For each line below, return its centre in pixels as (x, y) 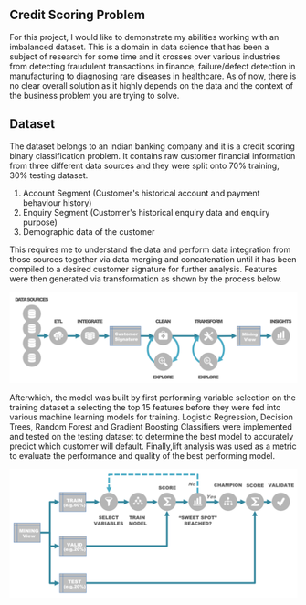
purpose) (40, 222)
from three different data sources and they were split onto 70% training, (145, 165)
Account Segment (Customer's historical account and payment (141, 193)
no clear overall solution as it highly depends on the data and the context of (152, 85)
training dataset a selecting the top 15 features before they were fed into (145, 408)
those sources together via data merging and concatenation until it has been (153, 259)
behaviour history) (57, 202)
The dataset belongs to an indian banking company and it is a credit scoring (152, 146)
